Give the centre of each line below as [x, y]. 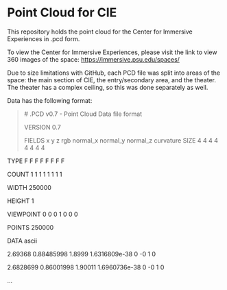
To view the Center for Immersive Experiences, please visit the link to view [112, 52]
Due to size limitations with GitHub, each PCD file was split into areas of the [114, 73]
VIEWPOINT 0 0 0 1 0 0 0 [43, 214]
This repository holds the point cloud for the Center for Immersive [100, 32]
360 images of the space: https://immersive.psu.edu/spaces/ [94, 59]
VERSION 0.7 [43, 127]
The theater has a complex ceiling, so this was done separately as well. [108, 87]
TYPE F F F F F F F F [36, 161]
